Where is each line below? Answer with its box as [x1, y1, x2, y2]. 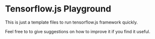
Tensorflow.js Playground [5, 3, 111, 14]
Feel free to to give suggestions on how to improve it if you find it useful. [5, 28, 151, 34]
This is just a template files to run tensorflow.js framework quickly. [5, 19, 138, 25]
